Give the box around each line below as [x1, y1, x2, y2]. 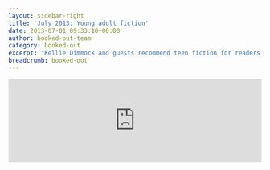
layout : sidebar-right [8, 11, 84, 20]
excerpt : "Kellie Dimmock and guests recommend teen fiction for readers [8, 49, 261, 57]
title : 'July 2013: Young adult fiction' [8, 19, 149, 27]
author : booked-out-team [8, 34, 92, 42]
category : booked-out [8, 42, 81, 50]
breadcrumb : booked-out [8, 57, 88, 65]
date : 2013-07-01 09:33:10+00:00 [8, 26, 121, 34]
